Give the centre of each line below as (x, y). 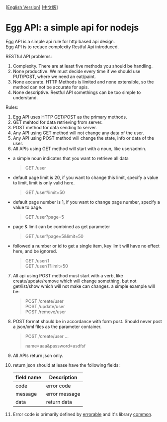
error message (63, 394)
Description (63, 377)
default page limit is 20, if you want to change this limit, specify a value (85, 177)
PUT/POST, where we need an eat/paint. (54, 77)
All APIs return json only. (38, 355)
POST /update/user (45, 306)
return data (59, 402)
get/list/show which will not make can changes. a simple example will (84, 286)
